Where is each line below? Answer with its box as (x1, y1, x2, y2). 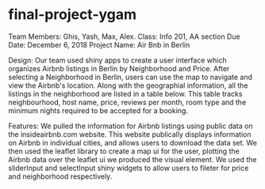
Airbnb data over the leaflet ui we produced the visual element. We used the (8, 154, 257, 164)
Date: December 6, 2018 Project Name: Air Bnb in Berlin (8, 40, 190, 49)
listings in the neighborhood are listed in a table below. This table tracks (8, 89, 243, 98)
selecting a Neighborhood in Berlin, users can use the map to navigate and (8, 72, 252, 81)
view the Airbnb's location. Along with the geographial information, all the (8, 81, 248, 90)
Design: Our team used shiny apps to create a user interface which (8, 55, 227, 65)
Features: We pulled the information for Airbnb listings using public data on (8, 121, 253, 130)
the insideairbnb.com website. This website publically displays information (8, 129, 252, 139)
